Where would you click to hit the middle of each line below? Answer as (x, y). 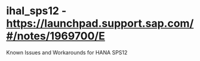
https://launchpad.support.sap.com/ (100, 23)
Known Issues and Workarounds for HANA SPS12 (67, 52)
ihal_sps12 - (36, 11)
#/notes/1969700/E (56, 36)
